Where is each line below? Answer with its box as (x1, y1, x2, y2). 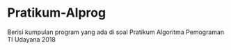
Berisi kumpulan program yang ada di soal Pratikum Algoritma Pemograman (7, 28, 225, 36)
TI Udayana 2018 (7, 35, 56, 43)
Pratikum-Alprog (7, 5, 106, 21)
